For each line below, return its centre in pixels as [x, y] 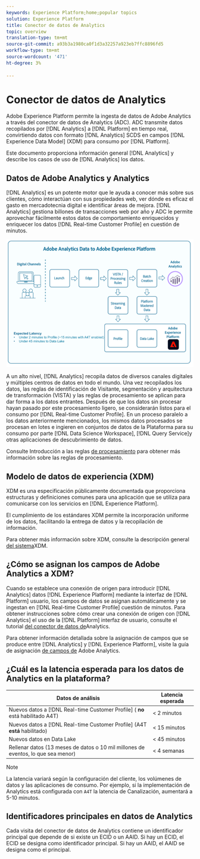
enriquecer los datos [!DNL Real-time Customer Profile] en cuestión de [93, 225]
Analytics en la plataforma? [58, 679]
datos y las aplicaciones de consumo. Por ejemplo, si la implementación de [98, 785]
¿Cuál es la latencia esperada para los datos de [95, 669]
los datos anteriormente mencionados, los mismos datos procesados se [94, 421]
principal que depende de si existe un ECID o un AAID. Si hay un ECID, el [95, 837]
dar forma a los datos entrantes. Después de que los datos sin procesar [94, 402]
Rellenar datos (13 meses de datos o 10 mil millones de [76, 747]
